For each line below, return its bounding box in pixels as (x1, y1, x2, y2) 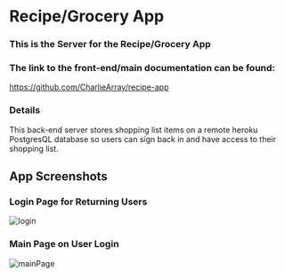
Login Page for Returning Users (9, 195, 148, 208)
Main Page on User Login (9, 238, 119, 250)
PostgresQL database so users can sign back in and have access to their (9, 133, 277, 144)
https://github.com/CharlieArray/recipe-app (9, 82, 169, 92)
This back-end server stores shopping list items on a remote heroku (9, 124, 258, 135)
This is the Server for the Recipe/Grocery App (9, 38, 211, 51)
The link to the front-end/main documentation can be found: (9, 62, 276, 75)
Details (9, 104, 41, 116)
